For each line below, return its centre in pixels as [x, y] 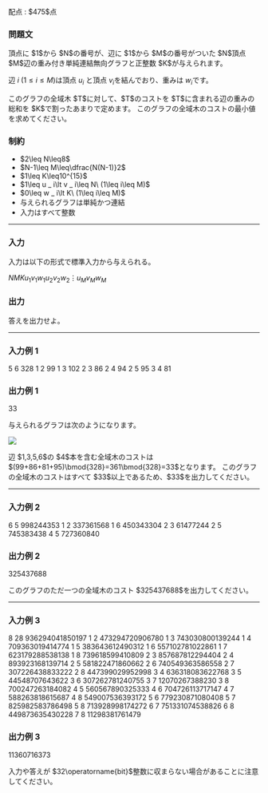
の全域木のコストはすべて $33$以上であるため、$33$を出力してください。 [131, 477]
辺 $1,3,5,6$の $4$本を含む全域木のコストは [81, 457]
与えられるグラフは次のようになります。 [75, 425]
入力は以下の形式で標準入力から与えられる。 [82, 261]
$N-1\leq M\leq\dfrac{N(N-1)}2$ [73, 168]
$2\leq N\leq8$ [45, 159]
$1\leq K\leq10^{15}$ [53, 176]
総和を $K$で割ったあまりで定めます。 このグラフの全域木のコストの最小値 [132, 109]
